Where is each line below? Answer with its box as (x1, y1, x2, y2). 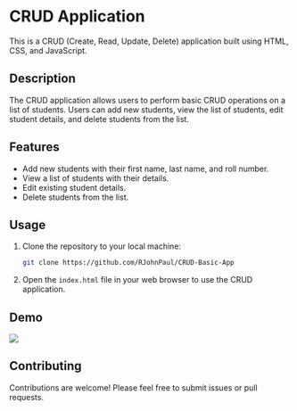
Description (9, 71, 76, 86)
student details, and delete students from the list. (9, 113, 190, 124)
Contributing (9, 358, 82, 374)
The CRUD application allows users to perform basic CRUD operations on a (9, 95, 285, 105)
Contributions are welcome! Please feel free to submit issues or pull (9, 382, 258, 393)
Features (9, 140, 60, 155)
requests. (9, 391, 45, 402)
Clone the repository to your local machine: (21, 241, 181, 251)
